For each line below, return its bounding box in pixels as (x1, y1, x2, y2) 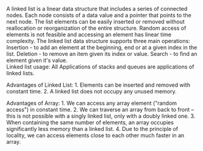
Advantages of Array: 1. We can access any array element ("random (6, 99, 177, 107)
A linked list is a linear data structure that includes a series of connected (6, 5, 188, 12)
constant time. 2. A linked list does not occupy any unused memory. (6, 88, 177, 95)
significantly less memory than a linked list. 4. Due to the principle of (6, 126, 179, 132)
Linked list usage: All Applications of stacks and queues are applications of (6, 63, 194, 70)
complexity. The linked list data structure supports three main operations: (6, 38, 190, 44)
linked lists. (6, 70, 35, 76)
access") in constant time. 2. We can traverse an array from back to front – (6, 106, 194, 113)
